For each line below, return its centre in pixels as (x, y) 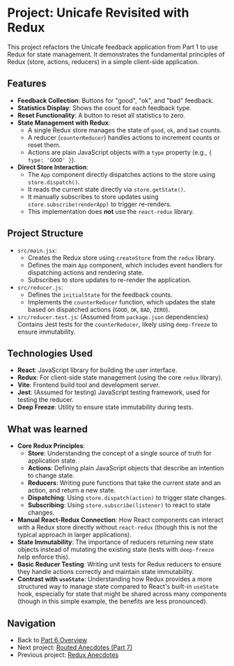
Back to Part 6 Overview (52, 640)
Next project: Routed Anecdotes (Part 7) (75, 647)
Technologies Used (50, 353)
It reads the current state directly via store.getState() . (107, 189)
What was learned (48, 429)
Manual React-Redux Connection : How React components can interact (120, 520)
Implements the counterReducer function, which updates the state (122, 302)
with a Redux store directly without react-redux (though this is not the (117, 527)
